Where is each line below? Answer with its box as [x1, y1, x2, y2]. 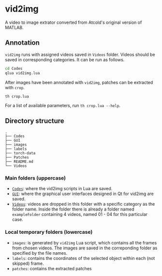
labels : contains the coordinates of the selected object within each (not [12, 255, 155, 261]
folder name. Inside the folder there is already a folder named [12, 206, 134, 212]
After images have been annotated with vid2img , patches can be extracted [5, 79, 153, 85]
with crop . [5, 84, 25, 90]
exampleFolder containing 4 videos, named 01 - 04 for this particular [12, 211, 148, 217]
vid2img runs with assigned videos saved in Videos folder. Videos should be [5, 51, 156, 57]
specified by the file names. [12, 250, 68, 256]
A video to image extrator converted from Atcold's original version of [5, 19, 142, 25]
